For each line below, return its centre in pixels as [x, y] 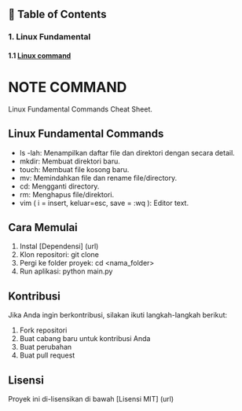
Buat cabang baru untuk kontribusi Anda [85, 339]
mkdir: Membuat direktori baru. [70, 161]
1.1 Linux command [40, 55]
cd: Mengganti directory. [59, 186]
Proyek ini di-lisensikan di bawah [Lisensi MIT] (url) [91, 399]
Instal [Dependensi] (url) [59, 246]
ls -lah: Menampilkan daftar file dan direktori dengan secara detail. [127, 152]
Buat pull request [47, 355]
